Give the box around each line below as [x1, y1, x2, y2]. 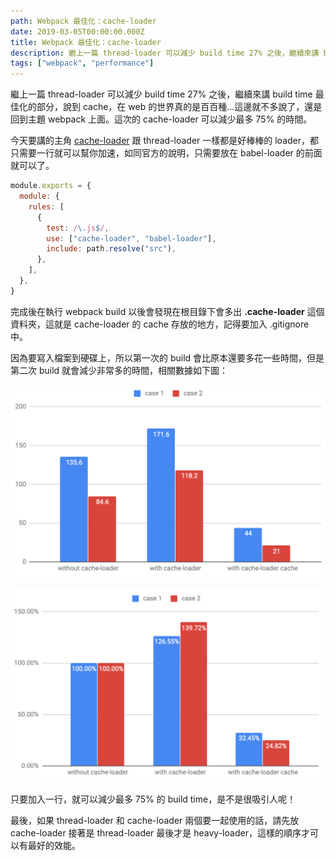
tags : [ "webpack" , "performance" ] [10, 58, 155, 69]
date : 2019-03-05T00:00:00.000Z [10, 26, 145, 37]
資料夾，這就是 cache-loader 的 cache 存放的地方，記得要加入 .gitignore [10, 318, 310, 330]
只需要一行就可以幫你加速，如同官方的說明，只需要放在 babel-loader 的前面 [10, 147, 323, 159]
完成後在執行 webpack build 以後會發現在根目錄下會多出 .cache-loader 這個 [10, 305, 325, 317]
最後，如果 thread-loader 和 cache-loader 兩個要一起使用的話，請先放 [10, 815, 300, 827]
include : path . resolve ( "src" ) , [46, 244, 177, 254]
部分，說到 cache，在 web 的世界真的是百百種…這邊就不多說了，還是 [36, 101, 323, 113]
